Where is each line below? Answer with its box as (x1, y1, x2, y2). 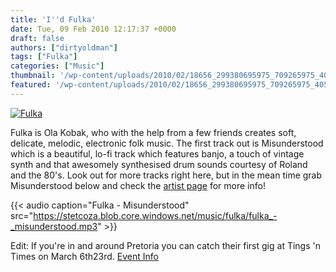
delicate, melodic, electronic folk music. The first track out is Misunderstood (10, 137, 324, 149)
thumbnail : (10, 71, 56, 81)
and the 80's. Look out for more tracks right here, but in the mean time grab (10, 169, 323, 181)
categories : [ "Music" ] (10, 61, 105, 71)
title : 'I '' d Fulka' (10, 14, 97, 25)
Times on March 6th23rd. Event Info (10, 250, 160, 262)
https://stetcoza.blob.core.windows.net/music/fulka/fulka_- (33, 209, 278, 221)
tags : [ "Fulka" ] (10, 52, 78, 62)
